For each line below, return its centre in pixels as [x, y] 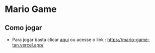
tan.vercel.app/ [28, 45]
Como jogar [23, 28]
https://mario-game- [129, 39]
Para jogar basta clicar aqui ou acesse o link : [59, 39]
